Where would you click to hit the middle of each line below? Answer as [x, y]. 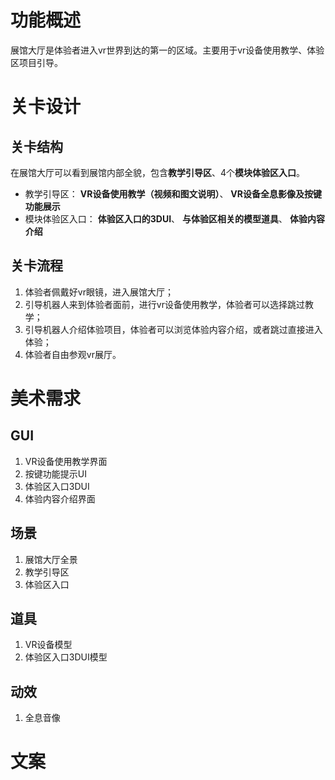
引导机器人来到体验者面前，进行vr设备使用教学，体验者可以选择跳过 [164, 304]
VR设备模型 [48, 645]
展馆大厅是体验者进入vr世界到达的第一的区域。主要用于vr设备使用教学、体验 [167, 50]
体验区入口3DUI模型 [66, 657]
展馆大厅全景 [51, 559]
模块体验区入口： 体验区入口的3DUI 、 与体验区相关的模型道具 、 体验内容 [174, 218]
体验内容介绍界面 [60, 498]
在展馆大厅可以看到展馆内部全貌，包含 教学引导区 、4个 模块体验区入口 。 [158, 172]
